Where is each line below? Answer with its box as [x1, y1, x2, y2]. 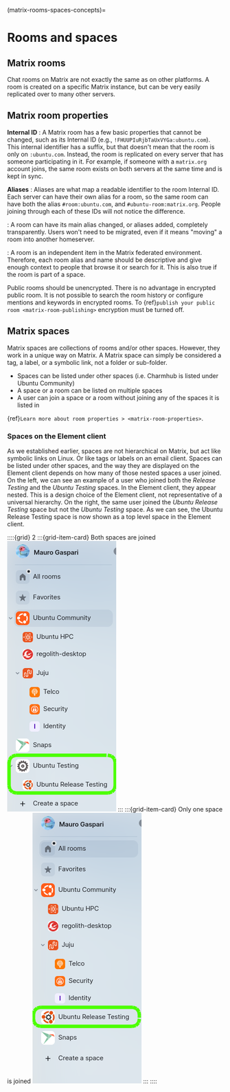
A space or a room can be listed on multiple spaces [16, 386, 163, 394]
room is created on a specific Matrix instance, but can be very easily [7, 82, 201, 91]
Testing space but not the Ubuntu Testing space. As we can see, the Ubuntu [7, 505, 223, 513]
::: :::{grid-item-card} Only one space [117, 805, 223, 813]
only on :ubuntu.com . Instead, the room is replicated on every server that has [7, 150, 224, 158]
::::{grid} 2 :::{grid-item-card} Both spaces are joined [7, 533, 156, 542]
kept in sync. [7, 172, 43, 180]
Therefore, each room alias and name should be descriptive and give [7, 256, 202, 264]
